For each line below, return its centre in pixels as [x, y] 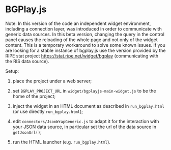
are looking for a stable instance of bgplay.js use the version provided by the [85, 50]
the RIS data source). [27, 61]
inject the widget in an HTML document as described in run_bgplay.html [88, 106]
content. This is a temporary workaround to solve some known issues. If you [85, 45]
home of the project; [34, 96]
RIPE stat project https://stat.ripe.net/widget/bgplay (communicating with [82, 56]
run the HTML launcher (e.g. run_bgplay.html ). [62, 142]
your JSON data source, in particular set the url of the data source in [84, 127]
